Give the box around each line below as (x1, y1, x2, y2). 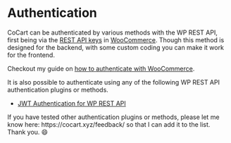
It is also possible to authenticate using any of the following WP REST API (7, 77, 220, 86)
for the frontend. (7, 51, 55, 59)
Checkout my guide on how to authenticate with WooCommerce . (7, 64, 195, 73)
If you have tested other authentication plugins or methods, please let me (7, 113, 220, 121)
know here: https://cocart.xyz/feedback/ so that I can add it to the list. (7, 120, 211, 128)
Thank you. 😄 (7, 128, 48, 136)
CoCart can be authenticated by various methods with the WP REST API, (7, 28, 218, 37)
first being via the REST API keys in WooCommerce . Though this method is (7, 35, 225, 44)
